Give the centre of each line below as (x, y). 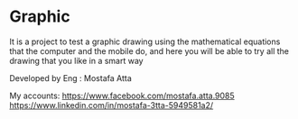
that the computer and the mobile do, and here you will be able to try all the (149, 50)
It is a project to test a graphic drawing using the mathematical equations (145, 41)
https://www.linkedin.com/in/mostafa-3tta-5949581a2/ (112, 105)
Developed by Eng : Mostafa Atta (71, 78)
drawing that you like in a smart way (76, 60)
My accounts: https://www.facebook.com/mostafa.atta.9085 (122, 96)
